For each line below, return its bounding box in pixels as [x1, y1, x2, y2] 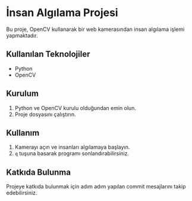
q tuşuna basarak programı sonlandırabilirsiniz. [14, 150, 130, 157]
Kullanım [6, 128, 40, 138]
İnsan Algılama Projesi [6, 6, 118, 20]
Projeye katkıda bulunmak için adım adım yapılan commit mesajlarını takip [6, 183, 186, 190]
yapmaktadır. [6, 32, 38, 39]
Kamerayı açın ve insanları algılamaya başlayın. [14, 143, 130, 151]
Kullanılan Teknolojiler [6, 49, 90, 59]
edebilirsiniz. [6, 189, 37, 196]
